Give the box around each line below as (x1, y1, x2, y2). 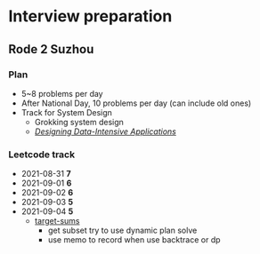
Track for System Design (20, 107, 113, 117)
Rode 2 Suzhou (8, 42, 94, 57)
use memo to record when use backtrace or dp (47, 234, 221, 245)
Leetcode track (8, 148, 76, 161)
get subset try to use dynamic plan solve (47, 225, 198, 236)
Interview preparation (8, 6, 173, 27)
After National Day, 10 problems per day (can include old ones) (20, 98, 252, 108)
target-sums (34, 216, 80, 226)
